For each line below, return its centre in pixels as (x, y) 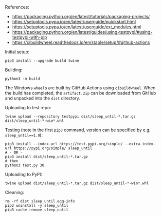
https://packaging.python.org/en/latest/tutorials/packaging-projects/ (81, 16)
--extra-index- (140, 144)
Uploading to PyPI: (24, 174)
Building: (14, 70)
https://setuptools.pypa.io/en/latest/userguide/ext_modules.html (77, 27)
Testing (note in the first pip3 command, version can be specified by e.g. (78, 130)
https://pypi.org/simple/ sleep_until (53, 148)
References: (17, 7)
